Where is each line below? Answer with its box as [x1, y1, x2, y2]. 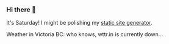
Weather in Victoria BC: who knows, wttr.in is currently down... [6, 31, 164, 38]
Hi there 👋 [6, 5, 37, 14]
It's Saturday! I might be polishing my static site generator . [6, 19, 153, 27]
